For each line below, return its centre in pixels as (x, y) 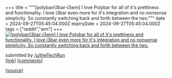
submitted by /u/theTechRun (35, 55)
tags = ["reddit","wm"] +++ (34, 29)
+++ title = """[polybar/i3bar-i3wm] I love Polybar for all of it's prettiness (82, 7)
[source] (14, 70)
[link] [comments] (24, 60)
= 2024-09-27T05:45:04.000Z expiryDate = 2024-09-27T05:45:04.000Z (83, 23)
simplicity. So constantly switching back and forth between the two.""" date (85, 18)
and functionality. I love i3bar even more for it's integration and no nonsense (86, 13)
